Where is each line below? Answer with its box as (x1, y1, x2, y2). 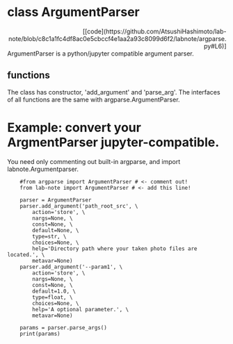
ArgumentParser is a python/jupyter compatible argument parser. (7, 49, 195, 58)
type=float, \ (32, 293, 73, 301)
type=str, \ (32, 233, 67, 240)
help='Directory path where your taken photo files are (32, 245, 198, 252)
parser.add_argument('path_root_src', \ (19, 202, 138, 209)
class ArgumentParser (7, 4, 140, 20)
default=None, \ (32, 227, 79, 234)
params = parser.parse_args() (19, 324, 108, 331)
